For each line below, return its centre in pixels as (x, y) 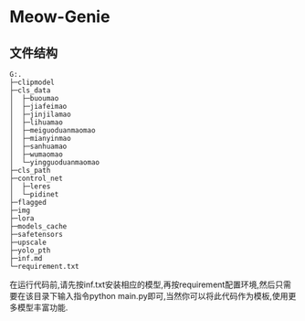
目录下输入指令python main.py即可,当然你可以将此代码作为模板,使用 (161, 296)
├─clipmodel (32, 82)
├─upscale (28, 242)
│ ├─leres (30, 187)
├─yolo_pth (30, 251)
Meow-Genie (60, 17)
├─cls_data (30, 91)
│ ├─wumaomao (37, 155)
